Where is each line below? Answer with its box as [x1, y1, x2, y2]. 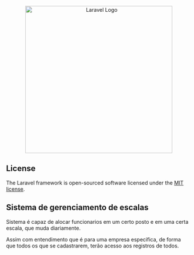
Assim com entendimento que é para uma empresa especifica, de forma [6, 236, 181, 243]
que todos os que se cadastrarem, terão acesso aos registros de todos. [6, 242, 179, 249]
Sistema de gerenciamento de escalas [6, 203, 149, 213]
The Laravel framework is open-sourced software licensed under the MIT [6, 179, 184, 186]
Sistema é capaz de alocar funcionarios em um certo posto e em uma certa [6, 218, 189, 225]
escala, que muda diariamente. [6, 224, 81, 231]
